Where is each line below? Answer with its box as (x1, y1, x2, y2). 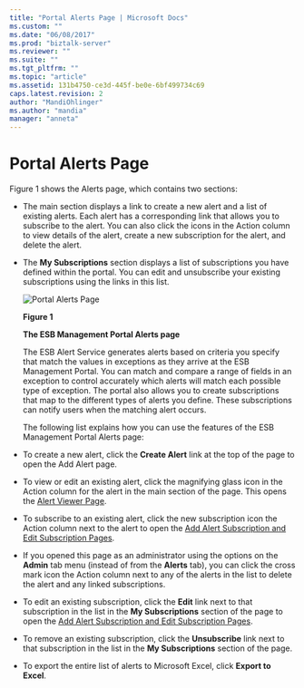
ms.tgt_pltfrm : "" (9, 64, 79, 73)
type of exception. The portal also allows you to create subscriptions (22, 385, 279, 396)
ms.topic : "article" (9, 73, 88, 82)
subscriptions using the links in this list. (22, 276, 170, 287)
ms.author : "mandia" (9, 106, 88, 115)
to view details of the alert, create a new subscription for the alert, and (22, 230, 286, 241)
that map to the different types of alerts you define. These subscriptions (22, 395, 292, 406)
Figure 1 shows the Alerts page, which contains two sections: (9, 183, 239, 195)
